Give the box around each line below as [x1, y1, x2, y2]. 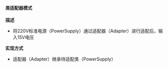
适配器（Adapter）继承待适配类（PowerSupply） [12, 56, 116, 62]
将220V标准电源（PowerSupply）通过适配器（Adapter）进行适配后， [12, 28, 159, 34]
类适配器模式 [5, 5, 32, 11]
